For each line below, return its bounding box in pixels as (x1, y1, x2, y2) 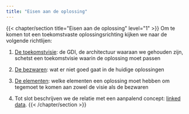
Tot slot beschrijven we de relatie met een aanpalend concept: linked (14, 95, 181, 102)
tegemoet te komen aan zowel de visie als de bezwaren (14, 83, 149, 91)
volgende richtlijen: (6, 37, 53, 44)
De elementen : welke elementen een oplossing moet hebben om (14, 77, 170, 84)
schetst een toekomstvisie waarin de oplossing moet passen (14, 54, 161, 61)
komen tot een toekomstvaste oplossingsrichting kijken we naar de (6, 30, 167, 38)
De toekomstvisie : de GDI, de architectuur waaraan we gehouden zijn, (14, 48, 183, 56)
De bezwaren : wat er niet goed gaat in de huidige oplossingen (14, 65, 165, 73)
